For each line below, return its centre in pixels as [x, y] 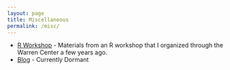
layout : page [26, 13]
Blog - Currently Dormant [53, 60]
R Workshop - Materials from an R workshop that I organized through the [120, 46]
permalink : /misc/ [33, 26]
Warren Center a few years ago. [62, 52]
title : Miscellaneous [38, 20]
